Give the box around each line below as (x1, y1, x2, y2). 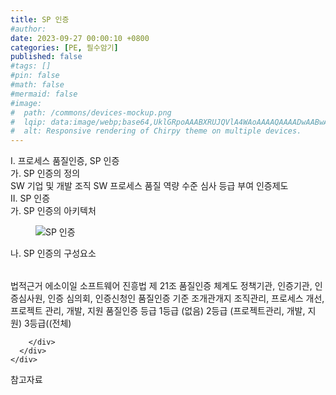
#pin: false (10, 71, 60, 81)
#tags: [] (10, 61, 52, 71)
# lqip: (10, 117, 47, 127)
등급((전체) (29, 317, 72, 330)
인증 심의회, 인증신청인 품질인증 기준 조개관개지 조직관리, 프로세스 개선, (47, 292, 325, 305)
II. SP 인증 (10, 192, 51, 205)
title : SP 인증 (10, 14, 70, 25)
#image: (10, 98, 43, 108)
